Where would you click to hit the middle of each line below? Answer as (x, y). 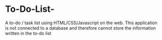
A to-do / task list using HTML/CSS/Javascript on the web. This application (81, 23)
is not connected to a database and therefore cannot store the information (81, 28)
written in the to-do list (28, 33)
